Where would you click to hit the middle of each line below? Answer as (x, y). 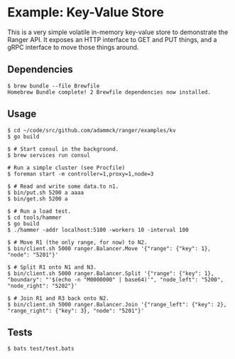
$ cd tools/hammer (34, 218)
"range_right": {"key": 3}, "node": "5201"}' (76, 311)
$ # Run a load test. (39, 211)
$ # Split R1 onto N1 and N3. (52, 267)
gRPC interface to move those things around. (73, 47)
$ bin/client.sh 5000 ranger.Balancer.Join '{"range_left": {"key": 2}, (117, 304)
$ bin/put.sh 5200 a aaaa (45, 193)
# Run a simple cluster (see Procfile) (66, 168)
